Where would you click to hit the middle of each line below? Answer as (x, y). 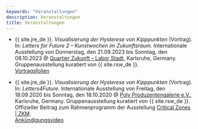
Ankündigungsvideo (39, 120)
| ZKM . (23, 114)
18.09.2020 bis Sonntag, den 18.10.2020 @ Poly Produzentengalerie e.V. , (103, 95)
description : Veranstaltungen (43, 17)
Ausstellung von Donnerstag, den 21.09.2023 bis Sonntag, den (91, 52)
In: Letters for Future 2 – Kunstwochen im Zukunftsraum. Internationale (101, 46)
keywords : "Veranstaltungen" (42, 12)
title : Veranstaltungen (35, 22)
